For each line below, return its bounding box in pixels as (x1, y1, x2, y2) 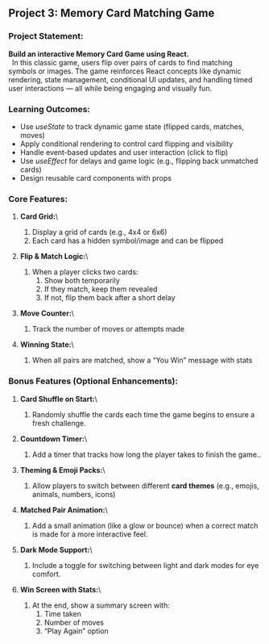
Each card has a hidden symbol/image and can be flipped (31, 236, 224, 245)
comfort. (31, 569, 61, 579)
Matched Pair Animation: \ (19, 504, 109, 515)
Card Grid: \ (19, 211, 59, 221)
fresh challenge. (31, 418, 86, 428)
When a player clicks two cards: (31, 267, 139, 277)
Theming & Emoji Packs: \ (19, 465, 106, 475)
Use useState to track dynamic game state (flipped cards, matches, (19, 121, 244, 132)
